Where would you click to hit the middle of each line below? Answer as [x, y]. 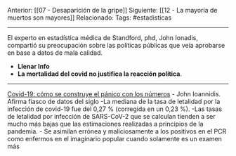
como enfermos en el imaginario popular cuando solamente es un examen [115, 139]
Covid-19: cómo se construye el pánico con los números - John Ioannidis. [114, 94]
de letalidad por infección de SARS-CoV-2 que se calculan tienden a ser [111, 116]
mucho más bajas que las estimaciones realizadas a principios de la [105, 124]
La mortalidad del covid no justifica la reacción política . [100, 74]
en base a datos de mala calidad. [55, 53]
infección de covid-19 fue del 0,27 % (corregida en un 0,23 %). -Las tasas [115, 109]
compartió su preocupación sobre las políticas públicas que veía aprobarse [116, 45]
